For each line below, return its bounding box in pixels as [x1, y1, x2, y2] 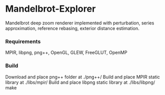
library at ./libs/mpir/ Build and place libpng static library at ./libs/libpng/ [5, 79, 155, 85]
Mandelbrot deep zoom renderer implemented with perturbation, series [5, 20, 154, 26]
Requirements [5, 38, 41, 45]
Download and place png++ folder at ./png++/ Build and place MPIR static [5, 74, 160, 80]
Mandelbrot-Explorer [5, 3, 96, 15]
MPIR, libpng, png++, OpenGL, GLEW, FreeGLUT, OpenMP [5, 49, 128, 56]
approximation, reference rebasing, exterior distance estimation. [5, 25, 140, 31]
